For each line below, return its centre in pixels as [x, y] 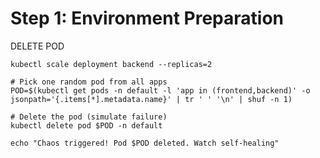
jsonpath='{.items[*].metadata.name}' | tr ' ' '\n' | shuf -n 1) [151, 99]
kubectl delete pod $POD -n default [86, 125]
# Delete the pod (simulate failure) [89, 117]
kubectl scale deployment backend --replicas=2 [111, 64]
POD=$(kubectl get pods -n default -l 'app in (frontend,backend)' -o [160, 90]
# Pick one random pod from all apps [89, 82]
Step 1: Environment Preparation [147, 18]
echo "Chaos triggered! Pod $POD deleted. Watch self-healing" [145, 143]
